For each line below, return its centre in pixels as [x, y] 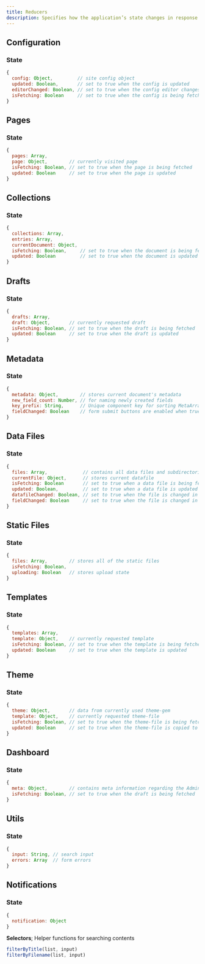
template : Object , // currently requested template [83, 639]
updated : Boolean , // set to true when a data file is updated [105, 489]
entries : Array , [32, 239]
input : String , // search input [53, 854]
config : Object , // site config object [74, 78]
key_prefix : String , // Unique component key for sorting [94, 406]
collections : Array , [38, 233]
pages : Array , [30, 156]
